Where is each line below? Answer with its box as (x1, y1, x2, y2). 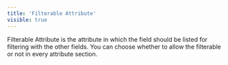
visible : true (7, 16, 48, 23)
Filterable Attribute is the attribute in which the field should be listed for (7, 35, 207, 43)
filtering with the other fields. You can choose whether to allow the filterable (7, 42, 221, 51)
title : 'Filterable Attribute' (7, 10, 97, 17)
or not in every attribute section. (7, 49, 98, 58)
